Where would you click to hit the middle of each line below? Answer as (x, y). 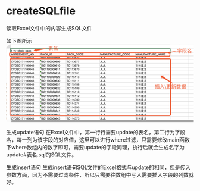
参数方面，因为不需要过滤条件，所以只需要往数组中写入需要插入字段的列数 (97, 174)
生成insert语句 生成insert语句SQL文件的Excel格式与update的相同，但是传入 (99, 167)
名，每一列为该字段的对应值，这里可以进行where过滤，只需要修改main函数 (98, 140)
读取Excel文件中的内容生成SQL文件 (49, 28)
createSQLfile (41, 11)
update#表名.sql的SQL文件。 (42, 154)
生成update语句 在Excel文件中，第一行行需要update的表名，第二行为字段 (96, 132)
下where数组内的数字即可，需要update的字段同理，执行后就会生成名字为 (95, 147)
